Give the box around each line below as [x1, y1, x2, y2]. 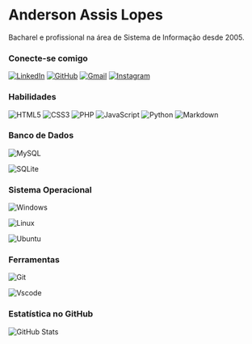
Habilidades [8, 91, 57, 103]
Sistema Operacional [8, 184, 92, 195]
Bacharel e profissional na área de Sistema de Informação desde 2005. [8, 32, 245, 42]
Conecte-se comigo [8, 53, 89, 64]
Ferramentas [8, 254, 61, 265]
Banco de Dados [8, 130, 74, 141]
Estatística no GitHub [8, 308, 94, 320]
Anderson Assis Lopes [8, 6, 163, 24]
